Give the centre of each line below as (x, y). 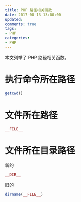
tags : (11, 29)
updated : (14, 19)
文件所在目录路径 (40, 150)
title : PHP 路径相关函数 (29, 10)
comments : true (21, 24)
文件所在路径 (32, 115)
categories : (17, 38)
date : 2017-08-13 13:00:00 (33, 15)
